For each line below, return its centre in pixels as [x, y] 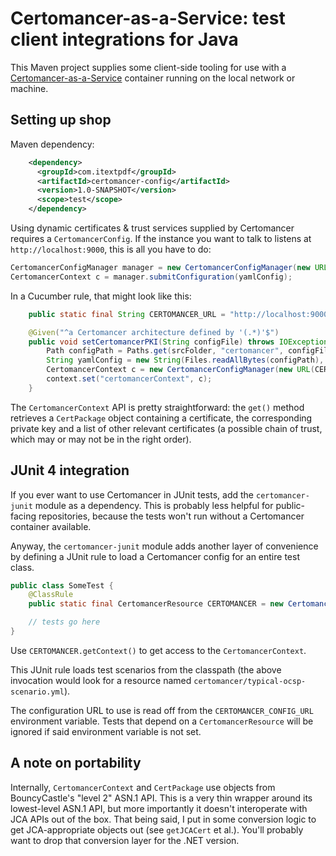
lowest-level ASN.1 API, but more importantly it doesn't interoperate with [159, 808]
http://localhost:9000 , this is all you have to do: [111, 249]
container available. [51, 526]
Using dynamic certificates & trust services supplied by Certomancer [152, 228]
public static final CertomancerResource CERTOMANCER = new [156, 604]
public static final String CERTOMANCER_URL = [127, 314]
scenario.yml [37, 692]
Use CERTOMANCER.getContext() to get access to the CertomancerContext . [158, 650]
